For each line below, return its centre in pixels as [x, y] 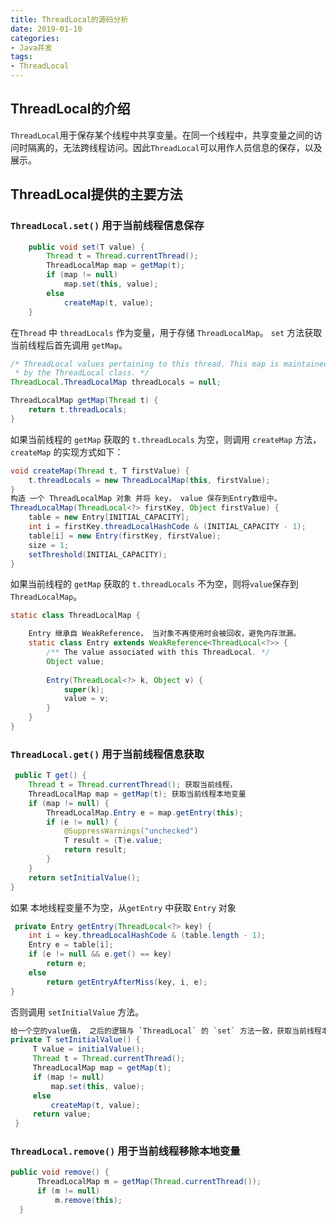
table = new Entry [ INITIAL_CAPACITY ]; [109, 517]
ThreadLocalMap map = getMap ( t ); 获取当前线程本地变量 [137, 794]
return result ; [95, 850]
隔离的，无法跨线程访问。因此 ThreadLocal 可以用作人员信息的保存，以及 [175, 147]
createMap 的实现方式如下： [67, 452]
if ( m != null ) [68, 1191]
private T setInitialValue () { [75, 1040]
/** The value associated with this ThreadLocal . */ [158, 652]
